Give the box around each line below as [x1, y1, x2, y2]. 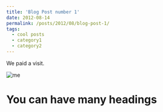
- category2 [12, 43, 42, 49]
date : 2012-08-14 [6, 15, 50, 21]
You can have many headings [6, 93, 158, 107]
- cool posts [12, 32, 45, 38]
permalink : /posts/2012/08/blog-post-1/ [6, 20, 110, 26]
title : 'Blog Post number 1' [6, 9, 80, 15]
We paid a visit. [6, 59, 45, 67]
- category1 [12, 37, 42, 43]
